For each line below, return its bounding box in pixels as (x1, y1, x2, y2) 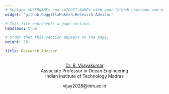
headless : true (5, 26, 37, 31)
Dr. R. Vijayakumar (65, 62, 104, 68)
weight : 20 (5, 40, 28, 45)
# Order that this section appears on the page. (5, 35, 109, 40)
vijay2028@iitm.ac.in (62, 82, 107, 88)
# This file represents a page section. (5, 21, 92, 26)
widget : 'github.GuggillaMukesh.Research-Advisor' (5, 12, 114, 17)
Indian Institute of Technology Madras (45, 73, 124, 79)
